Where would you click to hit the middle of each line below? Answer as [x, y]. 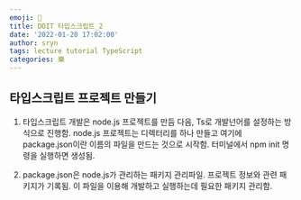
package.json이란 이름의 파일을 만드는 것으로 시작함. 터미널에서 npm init [151, 144]
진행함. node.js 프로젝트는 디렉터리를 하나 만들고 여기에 [144, 132]
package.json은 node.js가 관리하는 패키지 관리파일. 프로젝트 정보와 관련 [150, 174]
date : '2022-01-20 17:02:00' [64, 34]
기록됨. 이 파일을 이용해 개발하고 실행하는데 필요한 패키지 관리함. [160, 186]
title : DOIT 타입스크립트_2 [56, 26]
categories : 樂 [37, 59]
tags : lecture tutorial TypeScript [76, 51]
